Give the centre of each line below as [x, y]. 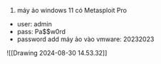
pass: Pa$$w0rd [41, 32]
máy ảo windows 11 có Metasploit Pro [72, 10]
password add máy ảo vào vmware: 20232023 [85, 39]
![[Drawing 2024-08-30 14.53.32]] [57, 53]
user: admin [35, 24]
